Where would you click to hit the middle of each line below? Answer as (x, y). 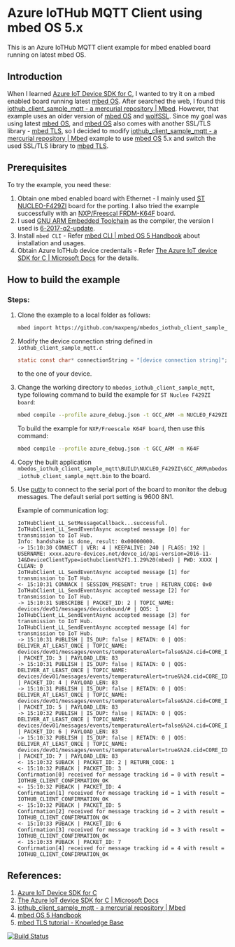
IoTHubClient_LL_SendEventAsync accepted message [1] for (104, 572)
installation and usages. (51, 243)
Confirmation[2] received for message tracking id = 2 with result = (121, 811)
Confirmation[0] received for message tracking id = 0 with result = (121, 775)
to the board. (131, 475)
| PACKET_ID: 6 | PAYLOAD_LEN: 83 (67, 731)
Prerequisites (37, 168)
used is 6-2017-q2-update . (56, 228)
